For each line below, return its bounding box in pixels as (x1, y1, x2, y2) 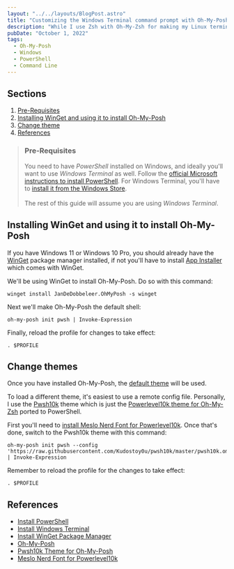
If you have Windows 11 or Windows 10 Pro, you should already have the (7, 248, 214, 257)
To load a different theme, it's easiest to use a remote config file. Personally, (7, 393, 226, 401)
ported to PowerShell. (19, 407, 82, 416)
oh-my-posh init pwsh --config (7, 442, 98, 449)
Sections (7, 88, 47, 100)
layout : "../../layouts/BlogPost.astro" (7, 10, 127, 17)
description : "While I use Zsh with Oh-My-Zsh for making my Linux (7, 23, 208, 30)
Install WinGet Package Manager (17, 532, 111, 540)
